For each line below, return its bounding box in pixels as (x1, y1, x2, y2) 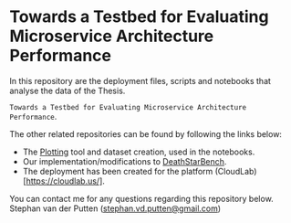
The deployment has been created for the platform (22, 165, 213, 176)
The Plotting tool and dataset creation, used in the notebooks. (22, 146, 255, 157)
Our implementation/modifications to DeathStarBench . (22, 155, 227, 166)
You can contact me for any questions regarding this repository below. (9, 193, 274, 204)
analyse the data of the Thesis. (9, 85, 126, 96)
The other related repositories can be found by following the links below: (9, 128, 283, 139)
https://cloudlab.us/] (26, 175, 103, 186)
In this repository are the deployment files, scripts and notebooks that (9, 75, 272, 86)
